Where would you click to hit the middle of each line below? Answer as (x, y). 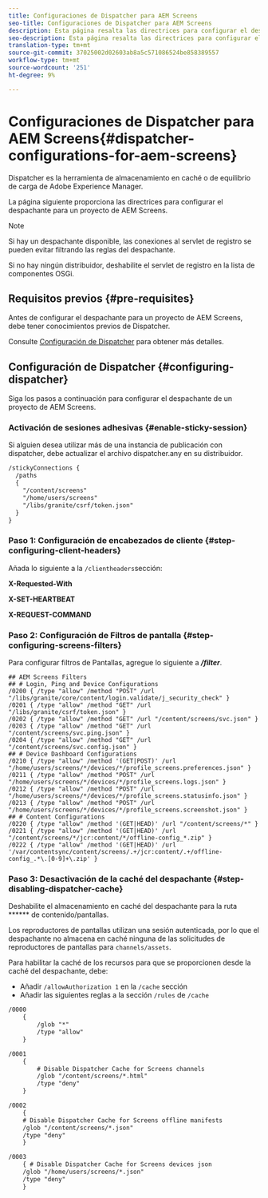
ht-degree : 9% (32, 75)
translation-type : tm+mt (49, 46)
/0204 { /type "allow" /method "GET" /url (80, 740)
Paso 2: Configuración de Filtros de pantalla (95, 635)
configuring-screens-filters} (65, 645)
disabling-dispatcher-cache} (66, 889)
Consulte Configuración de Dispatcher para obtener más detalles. (116, 342)
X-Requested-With (40, 583)
